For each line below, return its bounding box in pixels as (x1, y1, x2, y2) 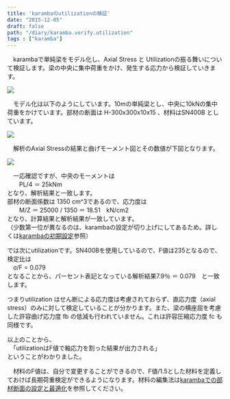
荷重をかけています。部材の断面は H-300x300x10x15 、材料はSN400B (7, 108, 205, 117)
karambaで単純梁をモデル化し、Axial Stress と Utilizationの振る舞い (12, 56, 205, 64)
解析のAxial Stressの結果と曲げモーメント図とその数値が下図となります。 (12, 145, 219, 153)
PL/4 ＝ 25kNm (18, 180, 63, 189)
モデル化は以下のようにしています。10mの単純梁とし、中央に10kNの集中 (12, 100, 218, 108)
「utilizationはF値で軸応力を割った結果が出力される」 (12, 344, 161, 352)
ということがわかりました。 (7, 352, 86, 361)
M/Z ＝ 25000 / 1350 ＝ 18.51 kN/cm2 (18, 206, 129, 215)
